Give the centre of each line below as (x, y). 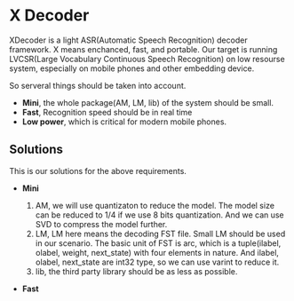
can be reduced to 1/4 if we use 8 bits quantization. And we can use (159, 215)
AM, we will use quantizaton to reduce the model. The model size (155, 205)
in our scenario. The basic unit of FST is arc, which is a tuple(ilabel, (158, 243)
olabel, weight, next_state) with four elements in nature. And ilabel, (157, 252)
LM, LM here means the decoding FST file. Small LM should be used (160, 234)
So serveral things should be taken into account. (98, 85)
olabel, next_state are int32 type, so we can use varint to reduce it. (157, 262)
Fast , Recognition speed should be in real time (107, 112)
